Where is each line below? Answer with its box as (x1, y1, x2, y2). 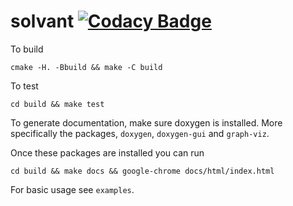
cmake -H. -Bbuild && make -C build (10, 62, 163, 72)
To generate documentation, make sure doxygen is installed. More (10, 116, 283, 129)
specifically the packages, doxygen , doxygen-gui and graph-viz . (10, 127, 270, 139)
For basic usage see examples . (10, 183, 135, 195)
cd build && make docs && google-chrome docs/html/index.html (10, 166, 275, 176)
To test (10, 80, 39, 92)
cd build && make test (10, 99, 105, 109)
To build (10, 43, 44, 55)
